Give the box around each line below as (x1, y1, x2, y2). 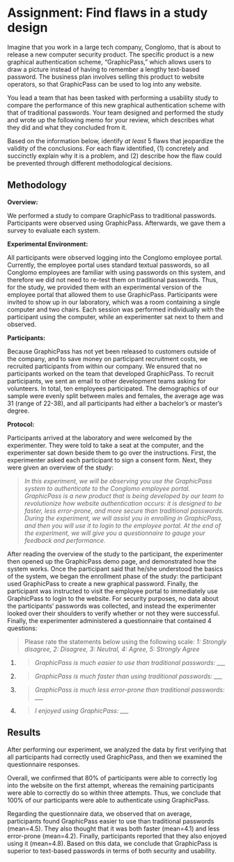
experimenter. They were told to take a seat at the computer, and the (7, 441, 204, 449)
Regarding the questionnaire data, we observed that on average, (7, 809, 192, 818)
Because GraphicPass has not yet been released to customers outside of (7, 347, 217, 356)
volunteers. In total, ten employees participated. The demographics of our (7, 384, 219, 393)
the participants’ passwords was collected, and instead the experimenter (7, 601, 217, 610)
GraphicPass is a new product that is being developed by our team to (24, 491, 224, 500)
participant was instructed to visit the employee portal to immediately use (7, 587, 218, 595)
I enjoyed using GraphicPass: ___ (34, 706, 129, 715)
